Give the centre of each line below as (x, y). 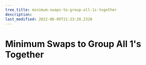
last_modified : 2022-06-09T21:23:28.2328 (49, 19)
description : (19, 14)
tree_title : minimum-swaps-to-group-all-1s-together (61, 10)
